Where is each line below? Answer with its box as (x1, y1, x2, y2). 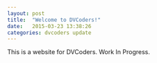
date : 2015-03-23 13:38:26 (7, 23, 92, 29)
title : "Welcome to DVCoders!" (7, 16, 101, 23)
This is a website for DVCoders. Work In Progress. (7, 48, 151, 56)
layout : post (7, 10, 45, 17)
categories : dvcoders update (7, 29, 92, 36)
